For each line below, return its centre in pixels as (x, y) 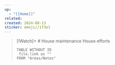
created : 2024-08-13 (25, 23)
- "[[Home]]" (22, 14)
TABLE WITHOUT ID (34, 50)
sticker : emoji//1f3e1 (27, 27)
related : (13, 18)
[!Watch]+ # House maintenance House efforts (63, 41)
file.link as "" (35, 54)
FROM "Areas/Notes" (36, 58)
